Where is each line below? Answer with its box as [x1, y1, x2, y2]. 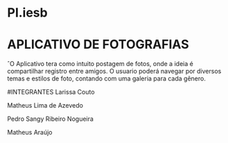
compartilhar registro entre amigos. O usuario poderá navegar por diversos [7, 67, 222, 76]
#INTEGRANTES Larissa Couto [7, 88, 95, 96]
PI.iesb [7, 5, 48, 21]
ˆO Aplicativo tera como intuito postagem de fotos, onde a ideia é [7, 60, 194, 68]
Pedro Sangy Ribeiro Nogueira [7, 115, 94, 123]
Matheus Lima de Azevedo [7, 101, 83, 110]
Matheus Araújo [7, 128, 53, 137]
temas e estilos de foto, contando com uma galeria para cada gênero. [7, 74, 206, 83]
